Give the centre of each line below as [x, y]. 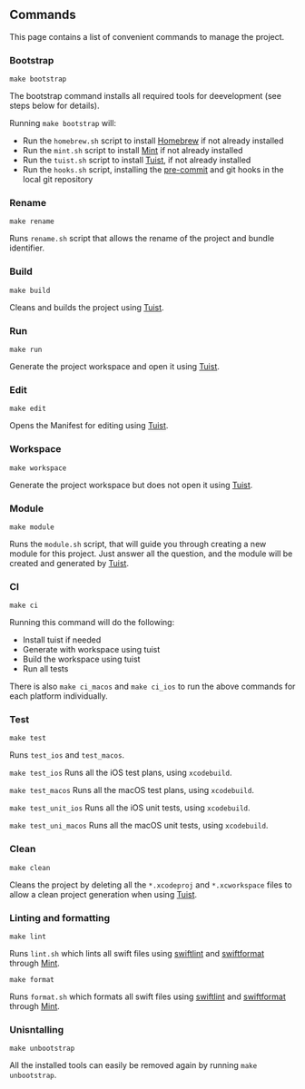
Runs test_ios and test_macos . [67, 755]
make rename [32, 221]
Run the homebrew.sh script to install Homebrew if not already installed [153, 141]
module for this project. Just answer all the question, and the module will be [151, 554]
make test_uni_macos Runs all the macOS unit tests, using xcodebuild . [139, 826]
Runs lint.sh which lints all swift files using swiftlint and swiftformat [137, 954]
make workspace [38, 468]
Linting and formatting [60, 917]
